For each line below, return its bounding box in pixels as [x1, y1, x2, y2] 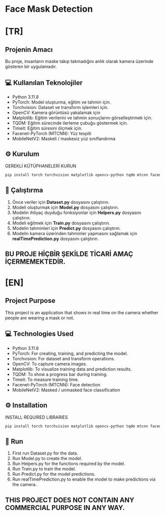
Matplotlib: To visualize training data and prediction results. [12, 366, 132, 372]
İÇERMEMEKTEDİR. [5, 257, 66, 266]
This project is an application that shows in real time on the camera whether [5, 309, 159, 315]
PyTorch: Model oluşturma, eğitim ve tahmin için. [12, 99, 111, 105]
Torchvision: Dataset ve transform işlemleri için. [12, 105, 109, 110]
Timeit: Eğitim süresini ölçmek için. [12, 125, 82, 131]
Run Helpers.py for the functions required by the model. [12, 461, 125, 467]
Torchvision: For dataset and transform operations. [12, 355, 115, 361]
